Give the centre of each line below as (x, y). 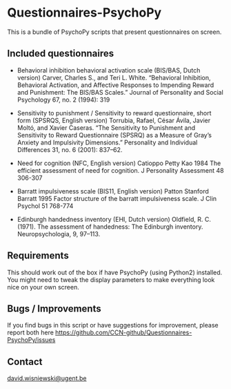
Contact (25, 362)
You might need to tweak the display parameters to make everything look (111, 279)
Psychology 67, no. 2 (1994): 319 (63, 99)
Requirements (38, 256)
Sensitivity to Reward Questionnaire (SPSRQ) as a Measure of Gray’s (114, 135)
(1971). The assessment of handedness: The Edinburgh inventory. (110, 227)
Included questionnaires (61, 54)
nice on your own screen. (43, 287)
